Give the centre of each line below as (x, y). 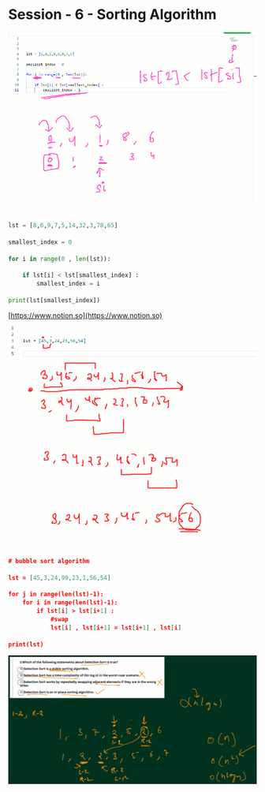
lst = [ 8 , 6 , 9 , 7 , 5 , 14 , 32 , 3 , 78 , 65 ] (63, 226)
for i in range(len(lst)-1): (70, 603)
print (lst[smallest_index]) (54, 301)
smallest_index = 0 (40, 242)
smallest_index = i (69, 284)
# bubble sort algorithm (49, 561)
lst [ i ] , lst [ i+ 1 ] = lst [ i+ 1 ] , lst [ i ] (116, 628)
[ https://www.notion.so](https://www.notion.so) (86, 315)
